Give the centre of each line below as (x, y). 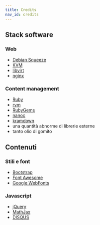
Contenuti (21, 147)
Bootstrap (22, 172)
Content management (32, 89)
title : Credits (21, 10)
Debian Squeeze (29, 60)
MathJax (21, 212)
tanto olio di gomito (32, 131)
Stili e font (18, 161)
